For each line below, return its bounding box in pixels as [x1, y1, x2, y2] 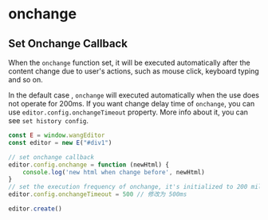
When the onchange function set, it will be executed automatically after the [8, 58, 251, 67]
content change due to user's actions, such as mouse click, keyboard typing [8, 66, 259, 76]
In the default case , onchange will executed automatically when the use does [8, 90, 259, 100]
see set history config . [8, 116, 89, 125]
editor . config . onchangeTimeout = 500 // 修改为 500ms [8, 190, 187, 198]
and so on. [8, 75, 44, 84]
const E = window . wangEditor [8, 131, 105, 139]
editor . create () [8, 205, 62, 213]
